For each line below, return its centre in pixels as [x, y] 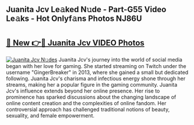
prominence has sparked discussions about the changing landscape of [91, 97]
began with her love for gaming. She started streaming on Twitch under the [96, 66]
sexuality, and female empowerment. [50, 115]
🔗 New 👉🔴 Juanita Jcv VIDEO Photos [75, 43]
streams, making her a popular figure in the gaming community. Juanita [92, 85]
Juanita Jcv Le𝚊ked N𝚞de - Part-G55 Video [86, 10]
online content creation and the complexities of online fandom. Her [86, 103]
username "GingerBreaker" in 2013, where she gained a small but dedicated [97, 72]
